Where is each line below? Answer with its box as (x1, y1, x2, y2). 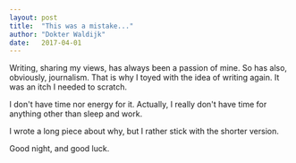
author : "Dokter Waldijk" (9, 30, 106, 39)
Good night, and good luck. (9, 143, 110, 154)
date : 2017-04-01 (9, 38, 82, 47)
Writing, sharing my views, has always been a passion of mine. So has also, (9, 63, 288, 73)
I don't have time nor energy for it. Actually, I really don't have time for (9, 99, 267, 110)
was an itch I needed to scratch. (9, 81, 128, 92)
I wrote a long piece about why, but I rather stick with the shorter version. (9, 126, 279, 137)
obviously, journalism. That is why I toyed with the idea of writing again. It (9, 73, 280, 83)
